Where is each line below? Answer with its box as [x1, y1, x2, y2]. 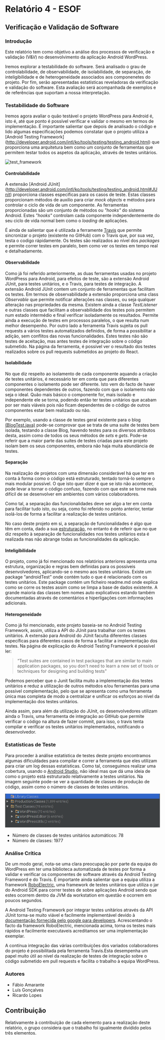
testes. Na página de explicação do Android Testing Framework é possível [5, 643, 156, 649]
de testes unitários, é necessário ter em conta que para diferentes [5, 376, 139, 382]
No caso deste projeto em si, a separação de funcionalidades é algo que [5, 520, 152, 526]
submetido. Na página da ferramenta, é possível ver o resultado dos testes [5, 343, 156, 349]
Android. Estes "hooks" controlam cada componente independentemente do [5, 213, 160, 219]
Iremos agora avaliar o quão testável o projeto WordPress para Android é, [5, 113, 154, 119]
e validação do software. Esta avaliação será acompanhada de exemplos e [5, 84, 156, 90]
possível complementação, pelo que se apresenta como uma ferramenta [5, 688, 152, 694]
